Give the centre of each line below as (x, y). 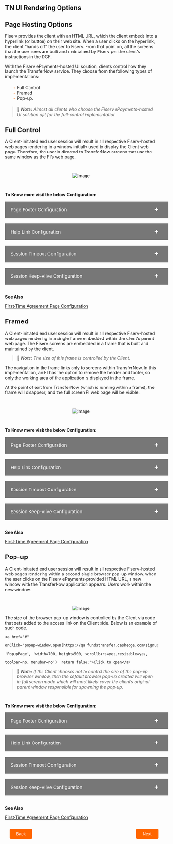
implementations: (22, 77)
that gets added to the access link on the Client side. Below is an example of (81, 623)
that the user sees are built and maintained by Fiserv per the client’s (72, 52)
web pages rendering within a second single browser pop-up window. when (81, 574)
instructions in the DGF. (29, 57)
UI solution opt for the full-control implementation (66, 115)
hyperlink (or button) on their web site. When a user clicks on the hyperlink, (80, 41)
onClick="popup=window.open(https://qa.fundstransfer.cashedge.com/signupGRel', (88, 645)
